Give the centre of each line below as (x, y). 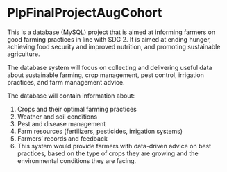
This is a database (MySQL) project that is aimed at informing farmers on (111, 32)
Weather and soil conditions (57, 117)
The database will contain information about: (71, 96)
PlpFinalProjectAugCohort (85, 13)
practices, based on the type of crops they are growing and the (108, 153)
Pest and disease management (61, 123)
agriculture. (24, 54)
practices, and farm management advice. (66, 82)
